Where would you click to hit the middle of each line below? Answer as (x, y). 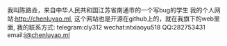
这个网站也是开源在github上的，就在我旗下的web (144, 19)
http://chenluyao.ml (43, 19)
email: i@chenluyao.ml (39, 35)
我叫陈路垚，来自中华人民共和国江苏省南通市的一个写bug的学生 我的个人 (111, 10)
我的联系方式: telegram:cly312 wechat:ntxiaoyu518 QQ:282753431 (111, 27)
